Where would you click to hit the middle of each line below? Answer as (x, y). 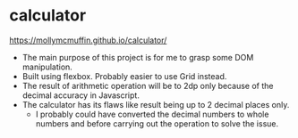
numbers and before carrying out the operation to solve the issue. (157, 123)
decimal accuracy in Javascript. (81, 95)
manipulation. (47, 67)
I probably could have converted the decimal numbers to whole (152, 114)
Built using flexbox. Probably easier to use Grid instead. (124, 76)
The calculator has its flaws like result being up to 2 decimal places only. (156, 104)
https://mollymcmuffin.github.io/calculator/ (88, 40)
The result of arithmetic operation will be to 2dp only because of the (148, 85)
